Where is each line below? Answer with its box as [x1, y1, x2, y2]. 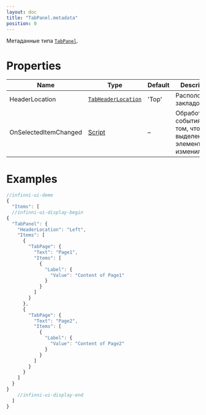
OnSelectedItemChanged [9, 128, 83, 137]
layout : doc [6, 9, 37, 15]
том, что [175, 124, 200, 133]
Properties [6, 59, 61, 72]
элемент [175, 139, 201, 148]
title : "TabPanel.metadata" [6, 15, 78, 21]
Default [147, 81, 170, 90]
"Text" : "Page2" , [33, 317, 78, 324]
